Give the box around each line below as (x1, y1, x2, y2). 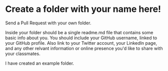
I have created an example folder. (5, 60, 74, 66)
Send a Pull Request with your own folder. (5, 20, 92, 26)
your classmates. (5, 51, 41, 57)
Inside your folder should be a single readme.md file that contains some (5, 29, 153, 35)
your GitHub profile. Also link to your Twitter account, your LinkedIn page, (5, 40, 157, 46)
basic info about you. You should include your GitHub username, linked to (5, 35, 157, 41)
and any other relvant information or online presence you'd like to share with (5, 45, 163, 51)
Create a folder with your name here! (5, 3, 161, 15)
